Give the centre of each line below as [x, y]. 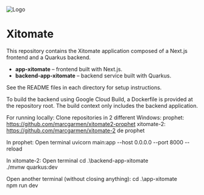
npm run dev [22, 185]
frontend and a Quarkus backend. [49, 57]
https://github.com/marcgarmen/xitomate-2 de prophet [76, 130]
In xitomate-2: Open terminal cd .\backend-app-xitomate [77, 160]
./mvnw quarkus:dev [32, 167]
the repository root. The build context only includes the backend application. [102, 105]
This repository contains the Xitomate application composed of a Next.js [97, 51]
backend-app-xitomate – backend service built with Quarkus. [93, 76]
